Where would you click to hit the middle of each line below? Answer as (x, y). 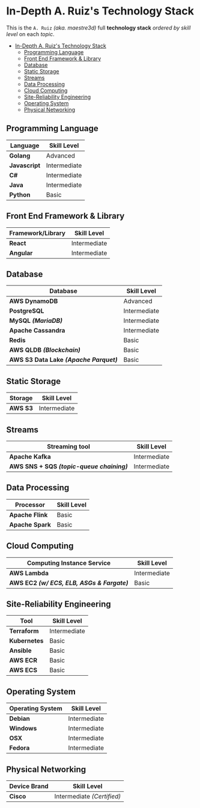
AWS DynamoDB (34, 301)
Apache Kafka (30, 457)
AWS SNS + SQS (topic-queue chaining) (68, 466)
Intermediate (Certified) (88, 797)
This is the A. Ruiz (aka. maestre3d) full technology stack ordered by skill (98, 28)
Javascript (25, 165)
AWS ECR (23, 661)
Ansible (20, 650)
